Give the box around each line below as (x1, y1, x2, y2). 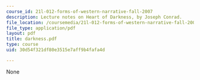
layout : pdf (6, 31, 36, 36)
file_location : (6, 19, 44, 25)
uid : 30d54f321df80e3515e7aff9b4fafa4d (6, 47, 105, 53)
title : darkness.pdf (6, 36, 58, 42)
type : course (6, 42, 39, 48)
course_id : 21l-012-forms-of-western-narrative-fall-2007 (6, 8, 153, 15)
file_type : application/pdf (6, 25, 76, 31)
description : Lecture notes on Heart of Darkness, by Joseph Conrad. (6, 14, 183, 20)
